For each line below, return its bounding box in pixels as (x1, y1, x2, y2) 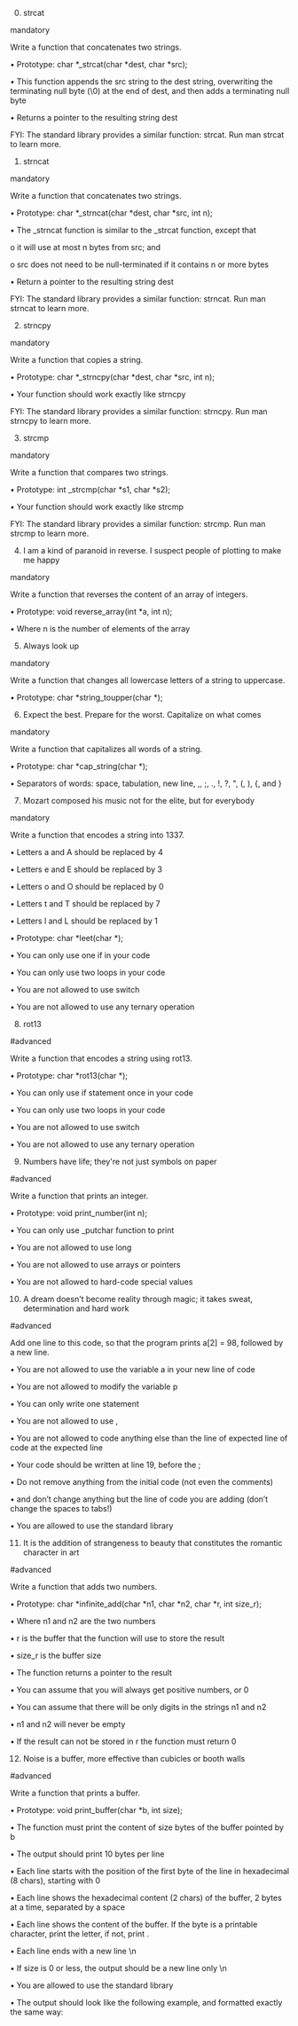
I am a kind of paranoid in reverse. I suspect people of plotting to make (22, 546, 282, 555)
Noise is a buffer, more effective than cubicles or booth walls (22, 1754, 246, 1763)
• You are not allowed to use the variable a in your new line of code (10, 1364, 255, 1374)
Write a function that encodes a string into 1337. (10, 829, 184, 840)
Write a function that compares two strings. (10, 467, 169, 477)
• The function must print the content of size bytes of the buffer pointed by (10, 1822, 285, 1833)
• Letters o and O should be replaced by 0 (10, 882, 164, 891)
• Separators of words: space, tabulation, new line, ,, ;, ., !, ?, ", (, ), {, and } (10, 778, 282, 789)
